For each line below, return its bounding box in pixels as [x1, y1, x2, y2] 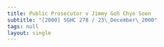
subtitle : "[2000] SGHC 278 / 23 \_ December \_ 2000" [7, 17, 158, 23]
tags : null [7, 23, 39, 30]
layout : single [7, 29, 52, 37]
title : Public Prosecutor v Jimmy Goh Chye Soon [7, 10, 151, 17]
